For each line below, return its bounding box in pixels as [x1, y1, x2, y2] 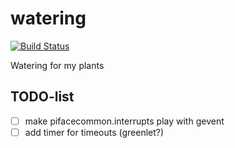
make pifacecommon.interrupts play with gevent [24, 115, 225, 127]
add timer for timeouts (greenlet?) [24, 126, 165, 138]
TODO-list [10, 88, 75, 106]
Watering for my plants [10, 59, 105, 71]
